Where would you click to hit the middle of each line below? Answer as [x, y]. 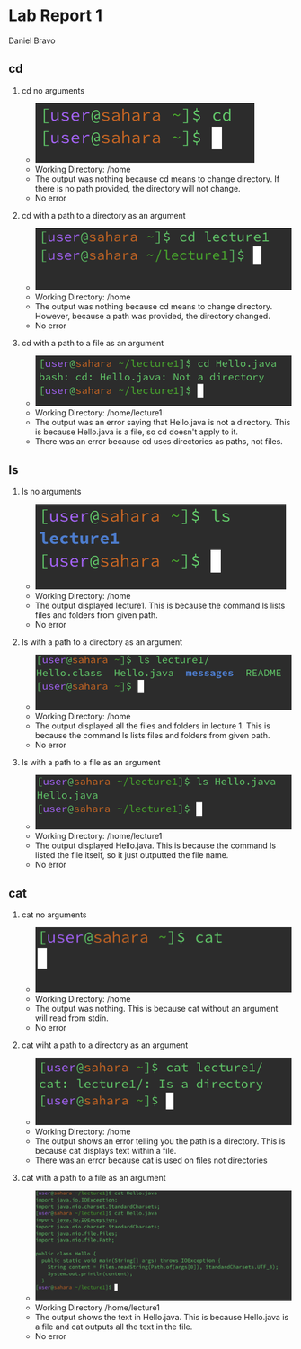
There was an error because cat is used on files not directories [151, 1160]
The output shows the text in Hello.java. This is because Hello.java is [162, 1318]
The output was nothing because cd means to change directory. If [157, 179]
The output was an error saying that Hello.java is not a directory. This [163, 423]
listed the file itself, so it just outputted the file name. [132, 855]
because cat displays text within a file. [106, 1150]
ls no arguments [51, 491]
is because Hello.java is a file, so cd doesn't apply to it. [137, 432]
